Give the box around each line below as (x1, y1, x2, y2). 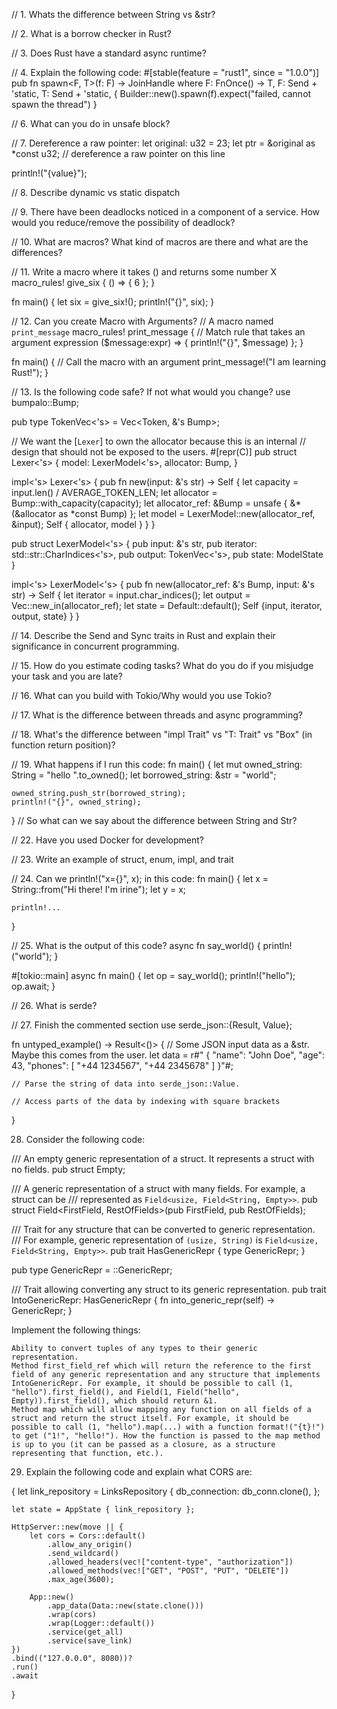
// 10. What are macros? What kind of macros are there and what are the (11, 236, 309, 248)
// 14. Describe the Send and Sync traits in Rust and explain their (11, 630, 276, 641)
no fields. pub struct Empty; (11, 1164, 126, 1175)
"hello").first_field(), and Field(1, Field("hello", (11, 1387, 241, 1397)
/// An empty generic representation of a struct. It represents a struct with (11, 1153, 315, 1164)
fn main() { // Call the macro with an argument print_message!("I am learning (11, 356, 327, 368)
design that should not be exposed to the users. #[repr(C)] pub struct (11, 446, 298, 458)
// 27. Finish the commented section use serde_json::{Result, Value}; (11, 1019, 293, 1031)
